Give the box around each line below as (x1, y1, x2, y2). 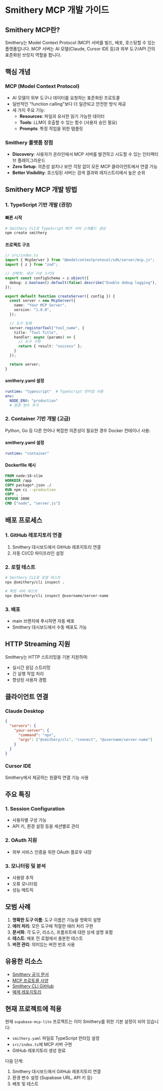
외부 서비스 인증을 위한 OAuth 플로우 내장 (12, 849, 92, 855)
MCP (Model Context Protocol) (5, 83, 80, 90)
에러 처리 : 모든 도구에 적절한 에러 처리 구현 (12, 923, 93, 929)
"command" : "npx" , (18, 733, 56, 738)
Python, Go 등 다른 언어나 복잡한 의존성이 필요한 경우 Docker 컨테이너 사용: (5, 427, 151, 433)
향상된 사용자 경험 (12, 676, 47, 683)
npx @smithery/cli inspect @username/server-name (5, 593, 109, 598)
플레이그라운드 (17, 157, 46, 163)
